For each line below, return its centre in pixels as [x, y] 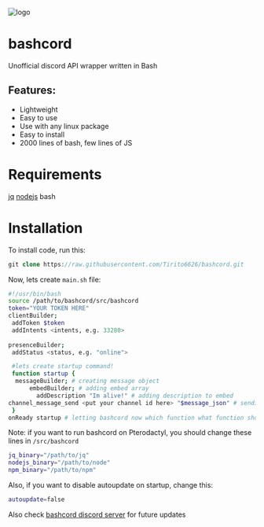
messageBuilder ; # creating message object [87, 381]
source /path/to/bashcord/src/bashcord [73, 301]
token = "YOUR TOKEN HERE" [49, 308]
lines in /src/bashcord [44, 441]
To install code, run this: [47, 250]
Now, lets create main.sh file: [55, 279]
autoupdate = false [37, 499]
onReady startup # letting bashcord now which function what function [126, 418]
